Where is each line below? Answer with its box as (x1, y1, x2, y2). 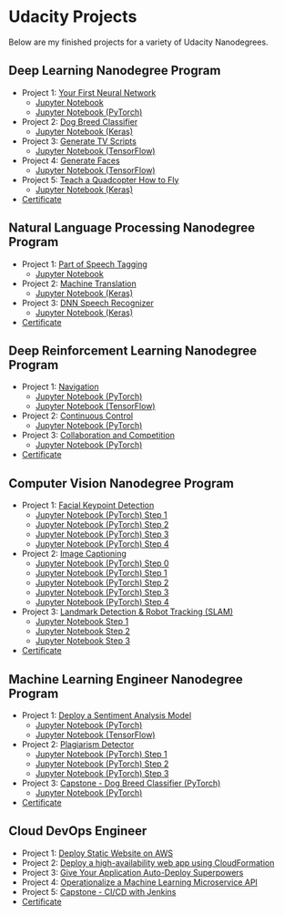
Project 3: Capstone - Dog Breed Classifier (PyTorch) (21, 777, 221, 788)
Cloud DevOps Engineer (8, 823, 147, 839)
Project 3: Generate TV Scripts (21, 135, 137, 147)
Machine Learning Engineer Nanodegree (8, 672, 243, 687)
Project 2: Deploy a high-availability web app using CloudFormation (21, 857, 275, 868)
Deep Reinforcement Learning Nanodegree (8, 343, 258, 358)
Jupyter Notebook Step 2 (35, 626, 131, 637)
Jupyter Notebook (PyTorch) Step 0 (35, 558, 169, 569)
